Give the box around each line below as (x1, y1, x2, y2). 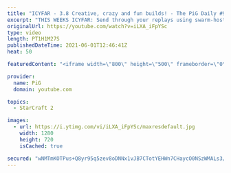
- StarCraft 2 (13, 104, 54, 112)
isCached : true (19, 142, 63, 150)
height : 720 (19, 136, 54, 143)
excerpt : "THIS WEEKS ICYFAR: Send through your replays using (7, 16, 192, 23)
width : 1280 (19, 130, 54, 137)
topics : (7, 98, 30, 105)
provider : (7, 73, 36, 80)
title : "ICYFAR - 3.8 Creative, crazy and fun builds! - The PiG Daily (7, 10, 217, 17)
